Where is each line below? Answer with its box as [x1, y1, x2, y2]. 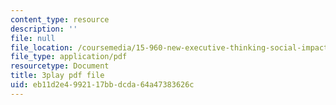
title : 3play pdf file [10, 71, 105, 81]
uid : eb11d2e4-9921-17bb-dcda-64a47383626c [10, 80, 195, 90]
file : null [10, 33, 56, 43]
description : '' [10, 24, 78, 34]
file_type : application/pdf [10, 52, 128, 62]
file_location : [10, 42, 74, 53]
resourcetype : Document [10, 61, 110, 71]
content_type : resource [10, 14, 110, 25]
